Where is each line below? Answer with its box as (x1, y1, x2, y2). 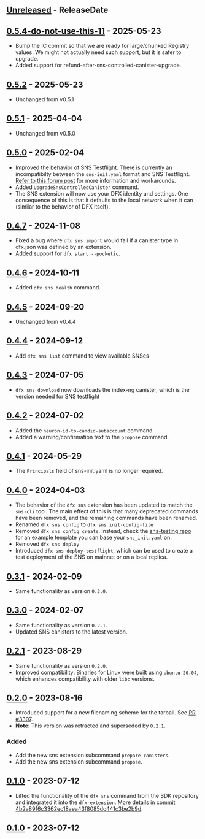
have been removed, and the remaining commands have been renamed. (15, 515, 198, 522)
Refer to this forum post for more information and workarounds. (15, 177, 176, 184)
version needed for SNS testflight (15, 393, 100, 400)
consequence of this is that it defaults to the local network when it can (15, 196, 193, 204)
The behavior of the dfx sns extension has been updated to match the (15, 501, 193, 508)
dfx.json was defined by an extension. (15, 243, 112, 251)
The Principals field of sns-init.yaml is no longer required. (15, 467, 163, 475)
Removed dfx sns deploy (15, 540, 80, 548)
